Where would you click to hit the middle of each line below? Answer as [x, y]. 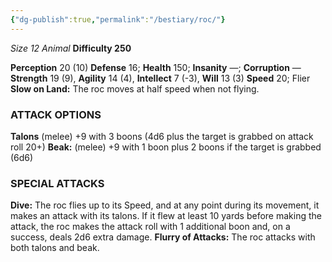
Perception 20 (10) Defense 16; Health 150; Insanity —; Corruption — [156, 67]
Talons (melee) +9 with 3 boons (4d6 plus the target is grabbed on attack [162, 136]
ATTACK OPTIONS [56, 114]
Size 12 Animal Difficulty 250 [71, 48]
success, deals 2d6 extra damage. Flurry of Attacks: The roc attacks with [163, 237]
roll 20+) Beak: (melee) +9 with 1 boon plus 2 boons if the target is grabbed [166, 147]
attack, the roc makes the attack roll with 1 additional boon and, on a [150, 227]
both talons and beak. [55, 248]
